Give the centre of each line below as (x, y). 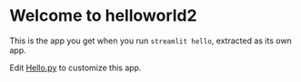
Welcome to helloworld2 (103, 16)
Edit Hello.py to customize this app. (75, 68)
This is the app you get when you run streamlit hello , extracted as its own (151, 41)
